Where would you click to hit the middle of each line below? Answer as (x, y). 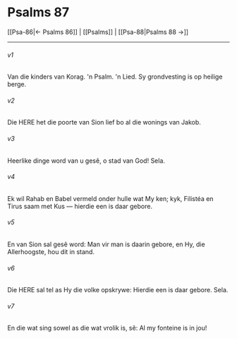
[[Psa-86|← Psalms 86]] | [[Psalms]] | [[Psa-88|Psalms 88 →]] (98, 32)
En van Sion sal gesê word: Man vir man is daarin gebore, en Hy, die (107, 244)
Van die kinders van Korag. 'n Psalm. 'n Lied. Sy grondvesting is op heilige (115, 77)
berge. (17, 84)
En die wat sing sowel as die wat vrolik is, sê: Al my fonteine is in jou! (107, 328)
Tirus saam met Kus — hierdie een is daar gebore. (80, 206)
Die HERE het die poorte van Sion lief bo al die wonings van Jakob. (104, 122)
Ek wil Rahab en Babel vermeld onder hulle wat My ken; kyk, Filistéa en (110, 198)
